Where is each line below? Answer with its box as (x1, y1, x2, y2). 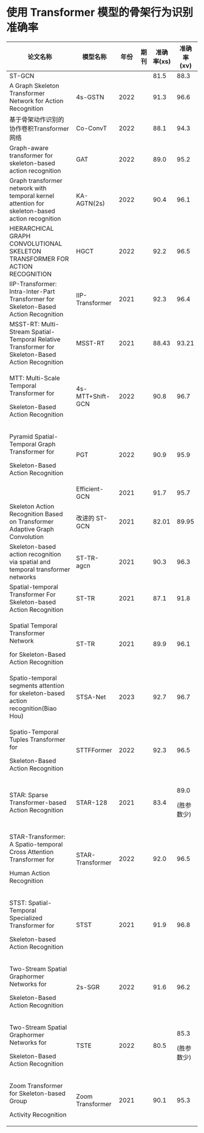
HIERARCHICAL (9, 224, 54, 233)
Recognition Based (9, 510, 63, 518)
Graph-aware (9, 143, 49, 152)
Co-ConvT (75, 124, 107, 132)
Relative (37, 335, 61, 343)
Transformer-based (9, 798, 67, 807)
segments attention (9, 681, 65, 690)
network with (9, 183, 47, 192)
